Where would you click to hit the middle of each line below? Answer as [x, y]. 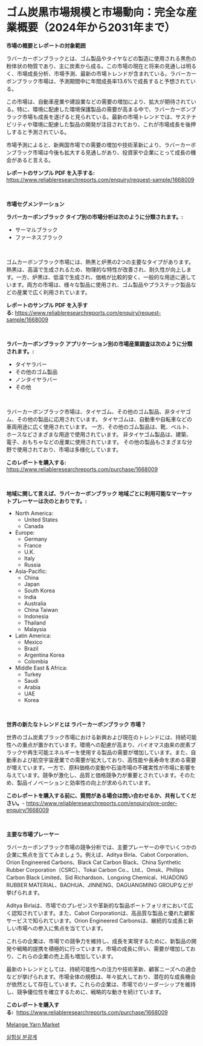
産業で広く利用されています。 [53, 292]
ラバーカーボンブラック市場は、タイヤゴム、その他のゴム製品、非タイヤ [96, 411]
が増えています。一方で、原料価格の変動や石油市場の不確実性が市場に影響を [101, 767]
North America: [34, 513]
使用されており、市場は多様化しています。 [69, 449]
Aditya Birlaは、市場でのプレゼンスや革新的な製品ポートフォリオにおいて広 [100, 905]
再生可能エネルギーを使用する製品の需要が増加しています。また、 [109, 752]
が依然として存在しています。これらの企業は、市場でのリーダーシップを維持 [101, 984]
